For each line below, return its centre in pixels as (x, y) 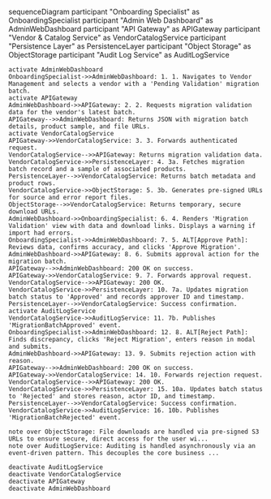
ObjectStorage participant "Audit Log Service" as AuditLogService (119, 55)
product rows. (32, 183)
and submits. (30, 346)
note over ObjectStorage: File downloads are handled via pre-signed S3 (134, 432)
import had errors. (41, 233)
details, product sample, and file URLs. (80, 127)
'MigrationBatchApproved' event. (65, 325)
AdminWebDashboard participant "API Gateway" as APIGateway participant (134, 29)
